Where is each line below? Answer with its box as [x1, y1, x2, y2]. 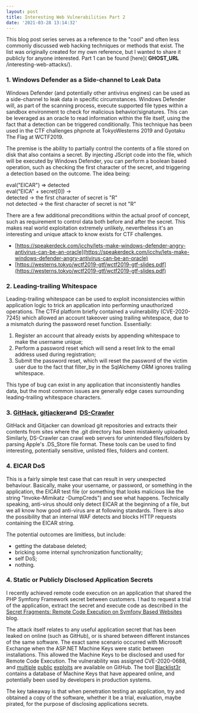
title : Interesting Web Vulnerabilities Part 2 [6, 14, 126, 20]
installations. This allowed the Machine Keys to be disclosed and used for [6, 651, 185, 658]
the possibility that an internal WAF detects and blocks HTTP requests [6, 513, 177, 520]
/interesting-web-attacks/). [6, 61, 72, 68]
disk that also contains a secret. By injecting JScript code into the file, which [6, 151, 192, 158]
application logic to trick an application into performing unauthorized [6, 301, 173, 308]
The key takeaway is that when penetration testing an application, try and [6, 688, 185, 695]
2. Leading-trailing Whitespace [6, 282, 98, 290]
